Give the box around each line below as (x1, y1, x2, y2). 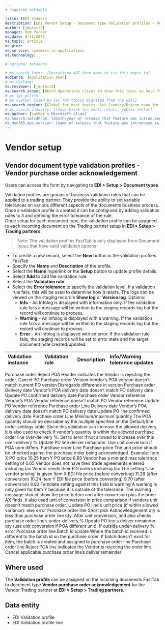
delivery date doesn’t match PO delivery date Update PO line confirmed (5, 408, 150, 414)
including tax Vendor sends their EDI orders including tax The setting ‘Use (5, 465, 155, 471)
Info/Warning (110, 353, 141, 360)
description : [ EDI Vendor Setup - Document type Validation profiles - (5, 21, 155, 26)
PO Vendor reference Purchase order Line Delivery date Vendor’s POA (5, 403, 147, 409)
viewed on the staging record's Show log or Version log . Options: (12, 294, 146, 300)
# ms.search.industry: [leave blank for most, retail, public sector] (5, 107, 153, 112)
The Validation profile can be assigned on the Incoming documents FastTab (5, 576, 160, 582)
